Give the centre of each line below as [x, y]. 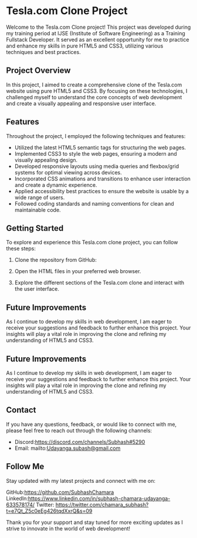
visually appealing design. [46, 160]
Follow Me [25, 467]
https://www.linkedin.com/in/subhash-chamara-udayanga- [99, 498]
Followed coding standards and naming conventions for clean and [94, 203]
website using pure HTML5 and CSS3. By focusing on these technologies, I [97, 91]
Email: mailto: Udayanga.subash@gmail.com [67, 448]
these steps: [21, 248]
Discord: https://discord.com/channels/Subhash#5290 [80, 442]
